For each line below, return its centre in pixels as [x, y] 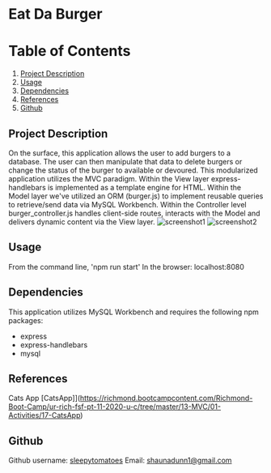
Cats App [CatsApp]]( [44, 398]
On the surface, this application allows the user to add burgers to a [120, 153]
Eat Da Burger [55, 14]
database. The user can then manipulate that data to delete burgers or [125, 161]
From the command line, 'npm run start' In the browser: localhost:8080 [127, 266]
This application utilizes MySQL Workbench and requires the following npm [133, 312]
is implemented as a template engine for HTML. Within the [144, 187]
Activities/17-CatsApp [44, 415]
